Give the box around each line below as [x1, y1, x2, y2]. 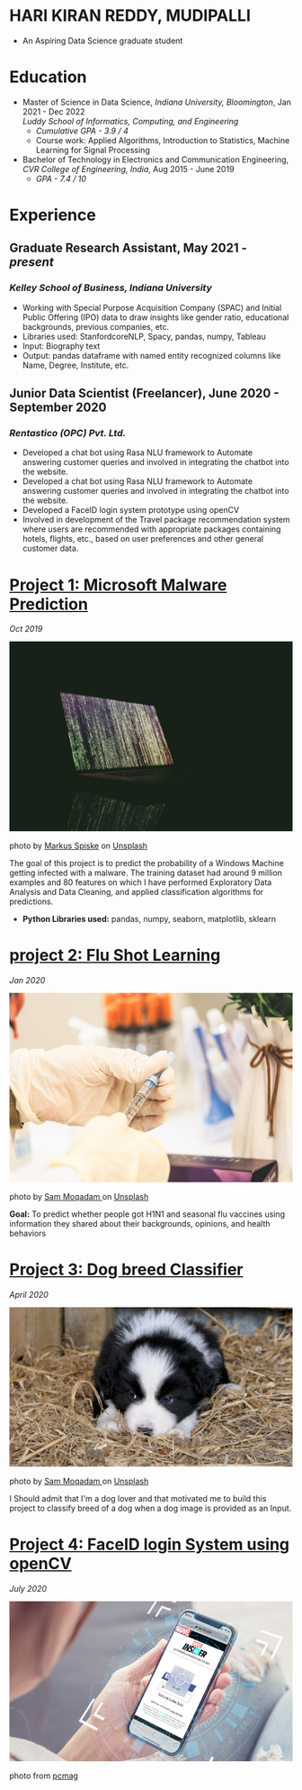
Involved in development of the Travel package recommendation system [22, 515, 290, 525]
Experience [9, 205, 96, 225]
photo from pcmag [9, 1770, 79, 1781]
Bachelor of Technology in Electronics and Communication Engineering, [22, 154, 289, 165]
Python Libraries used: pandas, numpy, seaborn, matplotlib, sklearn [22, 913, 277, 924]
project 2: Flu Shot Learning [9, 945, 221, 965]
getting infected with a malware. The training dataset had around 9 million [9, 867, 283, 878]
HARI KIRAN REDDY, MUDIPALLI [9, 5, 252, 26]
